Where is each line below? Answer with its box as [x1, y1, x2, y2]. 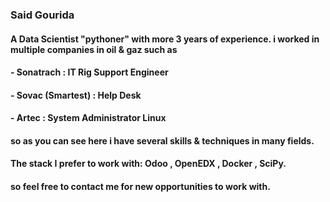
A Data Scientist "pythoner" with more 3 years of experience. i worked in [10, 33, 320, 45]
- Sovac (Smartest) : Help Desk [10, 89, 142, 101]
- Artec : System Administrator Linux [10, 112, 167, 124]
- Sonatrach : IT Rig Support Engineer [10, 66, 169, 78]
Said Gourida [10, 8, 75, 22]
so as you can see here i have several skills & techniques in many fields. [10, 134, 315, 147]
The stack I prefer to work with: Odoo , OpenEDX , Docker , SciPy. [10, 158, 287, 170]
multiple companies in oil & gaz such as [10, 43, 178, 55]
